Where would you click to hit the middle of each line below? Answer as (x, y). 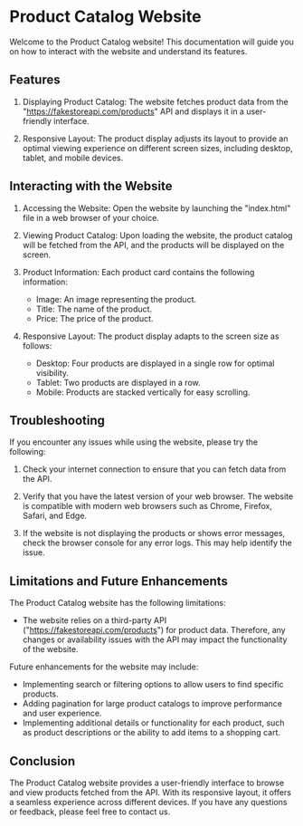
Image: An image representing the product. (116, 299)
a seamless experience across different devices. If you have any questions (148, 802)
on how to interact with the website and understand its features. (128, 51)
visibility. (52, 372)
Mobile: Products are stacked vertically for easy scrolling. (143, 392)
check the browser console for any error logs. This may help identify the (157, 543)
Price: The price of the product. (95, 318)
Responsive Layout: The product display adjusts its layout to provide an (155, 139)
